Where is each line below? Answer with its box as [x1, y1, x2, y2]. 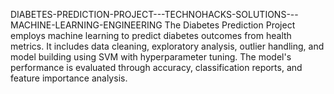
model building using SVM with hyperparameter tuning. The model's [10, 51, 292, 63]
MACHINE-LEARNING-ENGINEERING [10, 19, 163, 31]
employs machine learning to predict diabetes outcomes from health [10, 30, 292, 41]
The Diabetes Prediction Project [164, 19, 296, 31]
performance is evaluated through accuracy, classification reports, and [10, 62, 303, 73]
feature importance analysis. [10, 72, 128, 84]
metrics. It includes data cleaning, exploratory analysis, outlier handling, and [10, 40, 325, 52]
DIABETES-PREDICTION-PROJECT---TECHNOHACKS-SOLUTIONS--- [10, 9, 299, 20]
